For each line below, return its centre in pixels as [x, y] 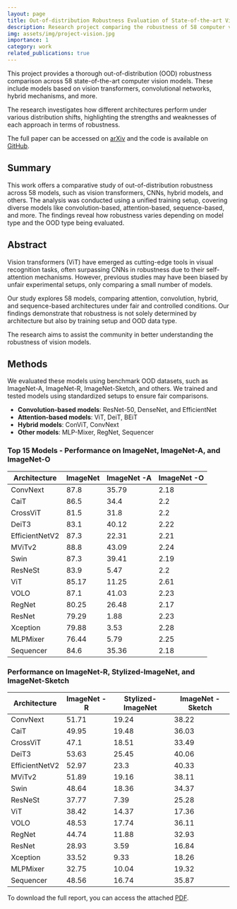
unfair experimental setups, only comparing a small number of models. [110, 284]
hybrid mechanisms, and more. [52, 95]
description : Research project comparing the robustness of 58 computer [116, 27]
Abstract [27, 245]
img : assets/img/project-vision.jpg [61, 34]
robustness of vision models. [49, 342]
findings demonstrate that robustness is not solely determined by [102, 313]
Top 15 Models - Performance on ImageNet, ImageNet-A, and [114, 451]
